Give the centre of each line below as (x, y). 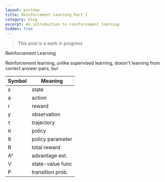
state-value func (52, 164)
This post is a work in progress (50, 43)
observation (46, 114)
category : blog (21, 19)
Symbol (17, 81)
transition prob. (50, 172)
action (39, 98)
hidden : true (19, 29)
